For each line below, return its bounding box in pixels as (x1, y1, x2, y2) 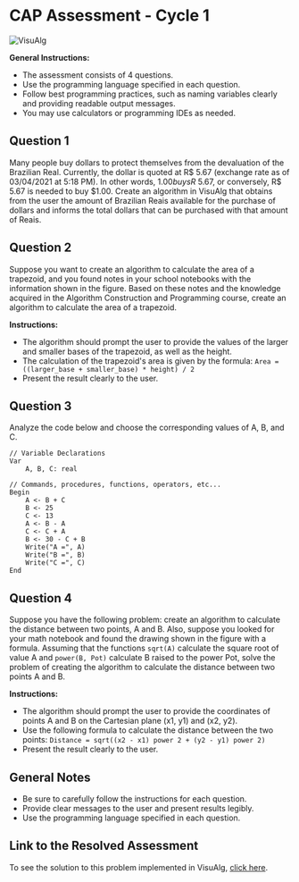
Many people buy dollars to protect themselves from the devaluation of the (9, 157, 285, 168)
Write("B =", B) (25, 550, 87, 559)
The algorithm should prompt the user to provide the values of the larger (21, 336, 288, 347)
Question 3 (9, 399, 72, 414)
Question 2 (9, 240, 72, 256)
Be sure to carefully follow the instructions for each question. (21, 794, 247, 804)
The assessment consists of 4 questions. (21, 69, 174, 80)
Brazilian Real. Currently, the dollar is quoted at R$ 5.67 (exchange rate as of (9, 166, 290, 177)
